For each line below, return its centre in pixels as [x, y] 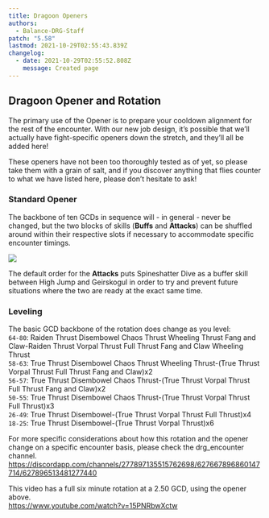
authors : [23, 23]
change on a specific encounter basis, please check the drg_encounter [126, 447]
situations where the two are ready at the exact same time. [106, 290]
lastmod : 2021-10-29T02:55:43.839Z [68, 46]
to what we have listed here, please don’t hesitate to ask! [103, 179]
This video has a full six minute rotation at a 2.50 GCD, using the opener [128, 489]
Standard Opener [43, 200]
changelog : [27, 53]
